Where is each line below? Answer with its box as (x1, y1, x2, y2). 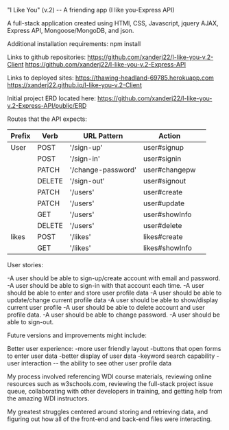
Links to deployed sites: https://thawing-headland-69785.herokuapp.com (7, 73, 215, 82)
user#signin (143, 154, 182, 163)
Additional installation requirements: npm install (7, 40, 141, 47)
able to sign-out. (7, 318, 54, 326)
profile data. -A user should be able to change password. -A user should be (7, 310, 221, 319)
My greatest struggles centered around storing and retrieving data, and (7, 408, 208, 416)
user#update (143, 199, 185, 208)
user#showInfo (143, 210, 192, 219)
